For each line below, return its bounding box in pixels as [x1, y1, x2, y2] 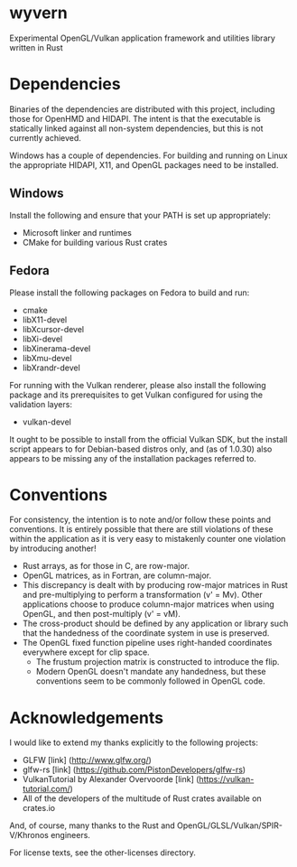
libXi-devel [22, 333, 63, 344]
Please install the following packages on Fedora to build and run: [9, 287, 250, 298]
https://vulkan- [198, 774, 255, 785]
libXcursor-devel [22, 323, 85, 334]
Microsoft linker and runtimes [22, 227, 133, 238]
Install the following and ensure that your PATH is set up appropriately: [9, 210, 271, 220]
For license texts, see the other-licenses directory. [9, 847, 197, 858]
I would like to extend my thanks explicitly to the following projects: [9, 737, 259, 748]
